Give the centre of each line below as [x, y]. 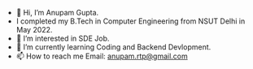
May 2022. [34, 30]
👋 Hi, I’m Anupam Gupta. [57, 13]
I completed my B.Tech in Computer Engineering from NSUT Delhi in [131, 21]
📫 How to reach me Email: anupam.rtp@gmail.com [102, 56]
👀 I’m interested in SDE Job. [63, 38]
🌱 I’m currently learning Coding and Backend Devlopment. [113, 47]
